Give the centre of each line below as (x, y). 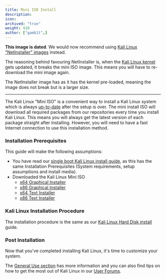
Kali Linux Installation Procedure (45, 211)
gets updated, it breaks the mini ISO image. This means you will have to (78, 67)
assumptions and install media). (44, 172)
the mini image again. (48, 72)
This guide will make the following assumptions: (54, 151)
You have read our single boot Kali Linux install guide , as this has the (82, 161)
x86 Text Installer (37, 198)
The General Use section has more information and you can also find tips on (83, 266)
